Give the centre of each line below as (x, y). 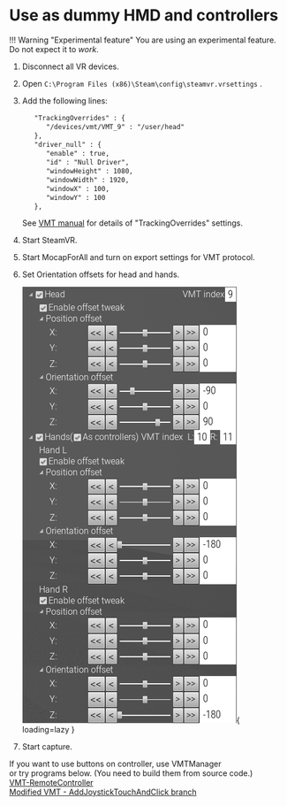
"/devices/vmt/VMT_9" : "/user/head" (115, 127)
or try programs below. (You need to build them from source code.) (131, 773)
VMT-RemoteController (52, 782)
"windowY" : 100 (76, 197)
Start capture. (47, 746)
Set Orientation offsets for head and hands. (101, 274)
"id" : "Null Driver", (87, 162)
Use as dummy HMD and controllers (144, 15)
